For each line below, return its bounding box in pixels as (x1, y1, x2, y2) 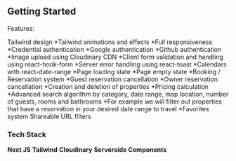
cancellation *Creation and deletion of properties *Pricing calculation (7, 82, 209, 90)
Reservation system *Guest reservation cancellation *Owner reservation (7, 75, 218, 83)
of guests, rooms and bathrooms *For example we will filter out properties (7, 97, 223, 106)
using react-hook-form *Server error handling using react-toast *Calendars (7, 59, 227, 69)
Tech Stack (7, 129, 47, 139)
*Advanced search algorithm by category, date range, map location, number (7, 90, 229, 98)
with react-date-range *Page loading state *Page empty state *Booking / (7, 67, 221, 76)
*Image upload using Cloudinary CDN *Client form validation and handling (7, 52, 223, 61)
